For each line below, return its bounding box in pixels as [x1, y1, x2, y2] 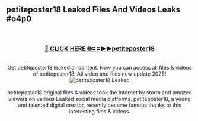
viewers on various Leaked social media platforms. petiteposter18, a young [8, 96, 191, 103]
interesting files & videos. [69, 108, 130, 115]
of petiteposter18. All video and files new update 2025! [33, 70, 167, 77]
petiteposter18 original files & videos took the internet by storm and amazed [7, 89, 193, 96]
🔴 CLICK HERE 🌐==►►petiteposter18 [44, 44, 155, 53]
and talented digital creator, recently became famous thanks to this [17, 102, 182, 109]
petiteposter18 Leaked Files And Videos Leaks [6, 5, 181, 15]
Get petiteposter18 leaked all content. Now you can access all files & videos [7, 64, 192, 71]
